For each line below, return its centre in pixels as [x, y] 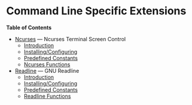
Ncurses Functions [47, 64]
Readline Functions [47, 96]
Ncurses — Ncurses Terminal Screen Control [70, 39]
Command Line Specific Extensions [96, 11]
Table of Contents [29, 27]
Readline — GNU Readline [47, 70]
